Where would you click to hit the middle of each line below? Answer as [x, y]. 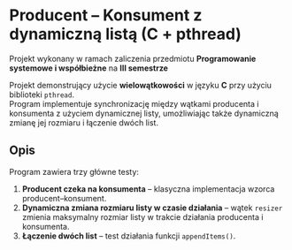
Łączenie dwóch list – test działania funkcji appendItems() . [129, 236]
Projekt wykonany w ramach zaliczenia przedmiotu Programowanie [133, 58]
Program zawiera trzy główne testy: [74, 171]
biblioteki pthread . [42, 95]
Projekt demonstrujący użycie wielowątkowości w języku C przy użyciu [141, 85]
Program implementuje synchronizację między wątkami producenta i [134, 103]
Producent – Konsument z [106, 15]
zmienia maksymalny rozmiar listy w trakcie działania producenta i [142, 216]
